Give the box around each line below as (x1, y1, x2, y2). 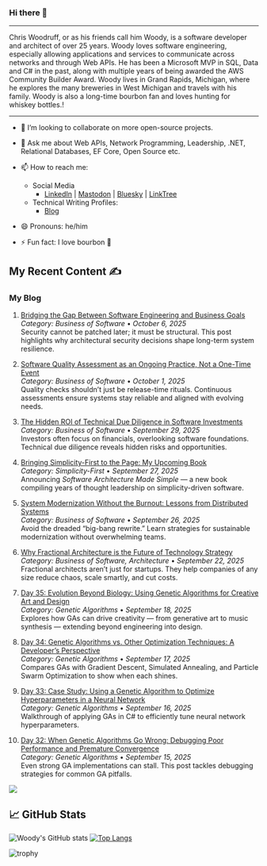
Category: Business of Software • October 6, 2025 (20, 318, 187, 328)
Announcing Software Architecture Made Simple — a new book (20, 474, 228, 483)
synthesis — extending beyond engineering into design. (20, 622, 203, 631)
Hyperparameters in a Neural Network (20, 695, 146, 704)
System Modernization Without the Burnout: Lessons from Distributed (20, 498, 249, 507)
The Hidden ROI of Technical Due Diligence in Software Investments (20, 417, 243, 426)
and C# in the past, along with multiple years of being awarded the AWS (9, 67, 244, 76)
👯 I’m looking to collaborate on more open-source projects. (20, 123, 213, 133)
